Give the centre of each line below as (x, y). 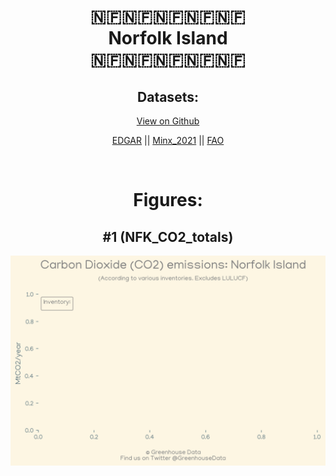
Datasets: (168, 96)
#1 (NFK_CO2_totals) (168, 236)
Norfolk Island (168, 38)
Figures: (168, 200)
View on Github (168, 121)
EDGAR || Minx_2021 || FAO (168, 140)
